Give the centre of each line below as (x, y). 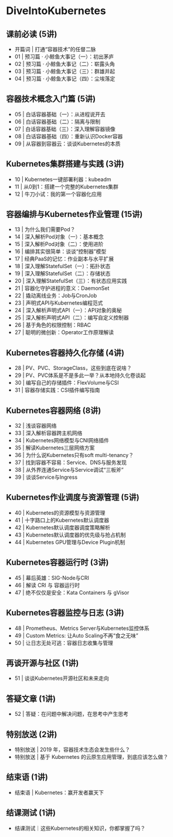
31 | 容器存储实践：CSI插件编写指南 (57, 390)
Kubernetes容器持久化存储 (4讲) (65, 353)
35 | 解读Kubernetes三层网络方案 (55, 448)
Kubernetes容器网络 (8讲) (54, 410)
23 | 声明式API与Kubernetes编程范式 (59, 303)
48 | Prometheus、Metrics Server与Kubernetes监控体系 (82, 628)
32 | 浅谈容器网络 (35, 426)
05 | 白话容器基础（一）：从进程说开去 (60, 114)
